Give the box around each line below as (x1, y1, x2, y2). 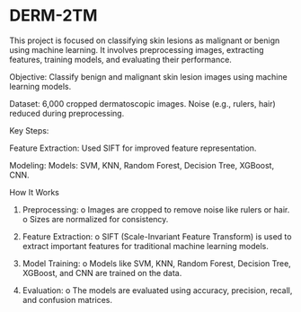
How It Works (9, 186, 60, 197)
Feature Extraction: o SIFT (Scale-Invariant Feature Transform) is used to (22, 230, 292, 242)
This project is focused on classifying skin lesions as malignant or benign (9, 35, 280, 46)
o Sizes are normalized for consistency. (22, 213, 169, 224)
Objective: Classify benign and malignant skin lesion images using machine (9, 71, 288, 82)
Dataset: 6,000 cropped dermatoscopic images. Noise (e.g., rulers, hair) (9, 98, 276, 108)
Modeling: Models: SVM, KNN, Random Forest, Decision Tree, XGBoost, (9, 160, 275, 170)
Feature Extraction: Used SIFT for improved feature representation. (9, 143, 257, 153)
